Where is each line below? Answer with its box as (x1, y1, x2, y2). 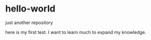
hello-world (5, 3, 56, 14)
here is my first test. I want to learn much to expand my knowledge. (5, 29, 146, 35)
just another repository (5, 19, 53, 25)
